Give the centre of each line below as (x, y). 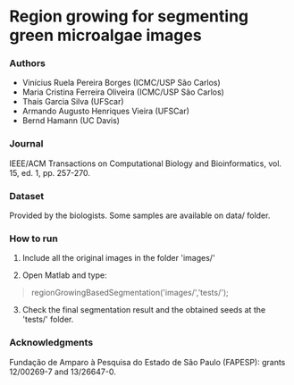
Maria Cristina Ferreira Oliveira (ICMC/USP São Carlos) (123, 92)
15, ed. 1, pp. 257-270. (50, 172)
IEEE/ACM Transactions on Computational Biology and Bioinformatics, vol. (146, 163)
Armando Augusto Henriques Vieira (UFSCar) (106, 111)
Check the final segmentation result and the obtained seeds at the (144, 310)
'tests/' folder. (48, 320)
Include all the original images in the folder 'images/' (119, 258)
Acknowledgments (51, 343)
